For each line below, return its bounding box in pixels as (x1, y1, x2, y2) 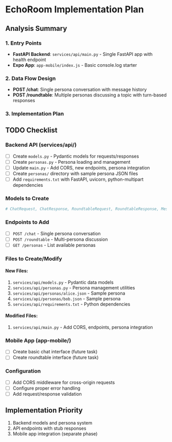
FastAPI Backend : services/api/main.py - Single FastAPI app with (12, 51, 153, 57)
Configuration (5, 368, 41, 375)
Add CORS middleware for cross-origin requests (12, 379, 115, 386)
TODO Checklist (5, 126, 58, 134)
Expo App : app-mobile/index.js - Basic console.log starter (12, 62, 137, 68)
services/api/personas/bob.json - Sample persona (12, 295, 121, 301)
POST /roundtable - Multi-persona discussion (12, 236, 108, 242)
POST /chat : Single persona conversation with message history (12, 86, 147, 93)
